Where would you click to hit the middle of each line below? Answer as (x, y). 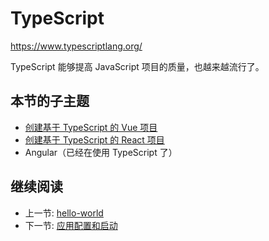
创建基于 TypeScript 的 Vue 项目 (91, 127)
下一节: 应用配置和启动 (71, 225)
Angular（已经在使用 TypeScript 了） (101, 152)
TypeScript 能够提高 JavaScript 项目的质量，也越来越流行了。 (137, 66)
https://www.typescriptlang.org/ (76, 46)
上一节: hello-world (64, 213)
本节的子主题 (50, 101)
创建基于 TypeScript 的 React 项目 (94, 139)
